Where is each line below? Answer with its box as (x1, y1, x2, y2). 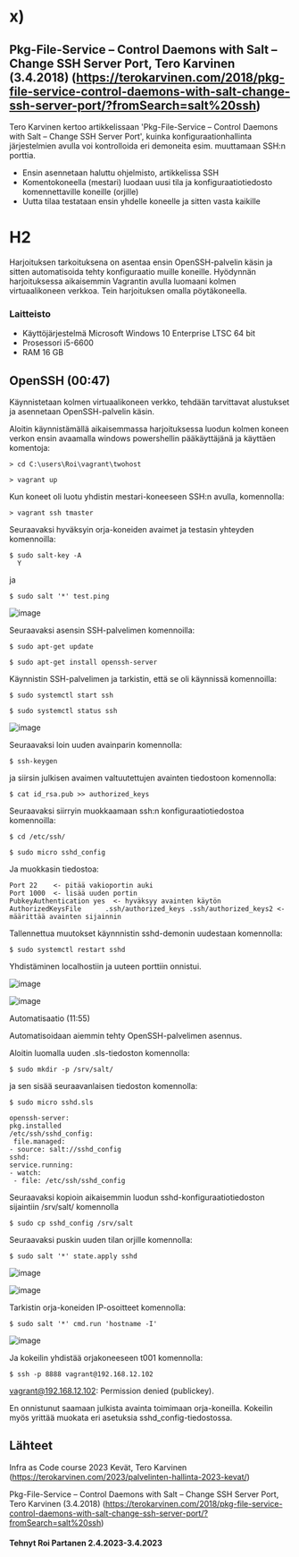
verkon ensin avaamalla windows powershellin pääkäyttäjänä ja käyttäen (9, 433, 277, 444)
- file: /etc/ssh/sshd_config (12, 1177, 126, 1186)
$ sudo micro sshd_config (9, 848, 105, 857)
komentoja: (9, 443, 51, 454)
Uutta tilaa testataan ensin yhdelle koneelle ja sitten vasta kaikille (21, 196, 261, 207)
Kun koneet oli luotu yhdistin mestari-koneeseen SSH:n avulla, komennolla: (9, 491, 285, 502)
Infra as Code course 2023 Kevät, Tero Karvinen (9, 1461, 187, 1473)
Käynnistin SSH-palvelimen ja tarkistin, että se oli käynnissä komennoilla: (9, 674, 278, 685)
